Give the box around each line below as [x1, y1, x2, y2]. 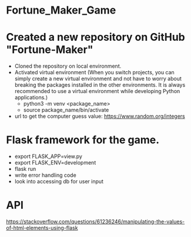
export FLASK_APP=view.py [14, 153, 82, 160]
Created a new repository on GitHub [6, 31, 185, 44]
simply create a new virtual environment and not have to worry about [14, 75, 182, 83]
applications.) [14, 94, 48, 101]
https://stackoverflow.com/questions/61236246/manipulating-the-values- [6, 218, 185, 225]
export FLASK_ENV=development [14, 159, 96, 166]
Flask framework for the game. [6, 133, 160, 147]
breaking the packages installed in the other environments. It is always [14, 81, 186, 88]
